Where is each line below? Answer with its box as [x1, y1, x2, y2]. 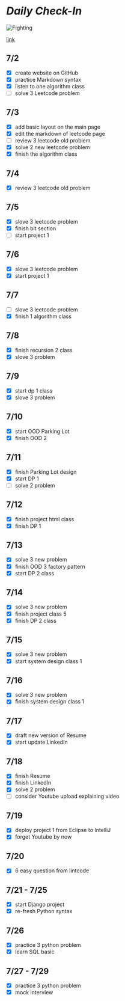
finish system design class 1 [14, 698, 85, 705]
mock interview [14, 989, 53, 996]
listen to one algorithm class [14, 82, 85, 90]
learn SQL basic [14, 948, 55, 955]
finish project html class [14, 515, 75, 522]
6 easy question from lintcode [14, 867, 90, 874]
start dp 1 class [14, 387, 53, 394]
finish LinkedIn [14, 779, 52, 786]
